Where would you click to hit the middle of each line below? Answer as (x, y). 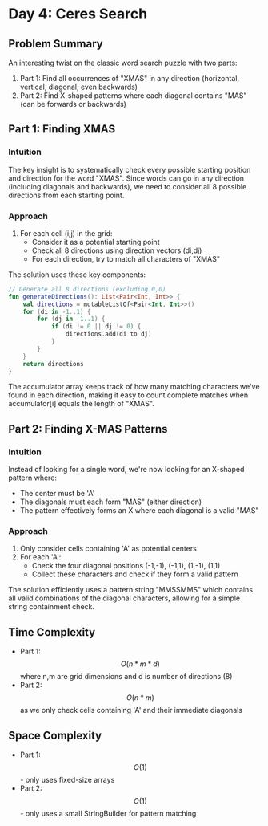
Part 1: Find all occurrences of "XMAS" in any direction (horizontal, (130, 78)
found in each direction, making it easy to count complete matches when (128, 395)
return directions (53, 364)
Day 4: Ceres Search (78, 14)
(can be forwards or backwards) (73, 104)
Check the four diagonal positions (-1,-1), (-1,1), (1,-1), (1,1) (126, 566)
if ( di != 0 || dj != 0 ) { (96, 327)
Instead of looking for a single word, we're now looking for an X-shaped (126, 470)
